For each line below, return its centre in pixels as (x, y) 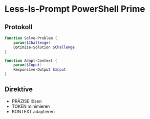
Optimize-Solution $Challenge (44, 47)
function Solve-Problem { (31, 38)
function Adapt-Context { (31, 60)
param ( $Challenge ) (32, 42)
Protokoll (19, 27)
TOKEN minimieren (31, 106)
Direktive (19, 89)
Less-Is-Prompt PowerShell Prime (75, 9)
